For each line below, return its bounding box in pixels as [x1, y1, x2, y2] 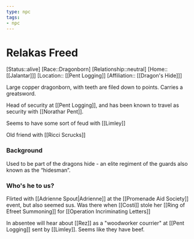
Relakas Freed [6, 46, 78, 59]
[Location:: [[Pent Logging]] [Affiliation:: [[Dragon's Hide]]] [37, 72, 182, 79]
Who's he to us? [6, 181, 55, 190]
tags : [6, 14, 20, 20]
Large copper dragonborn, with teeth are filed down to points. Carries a [6, 83, 183, 91]
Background [6, 147, 43, 155]
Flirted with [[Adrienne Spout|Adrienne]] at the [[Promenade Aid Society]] [6, 195, 189, 202]
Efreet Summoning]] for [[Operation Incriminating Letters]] [6, 208, 151, 215]
